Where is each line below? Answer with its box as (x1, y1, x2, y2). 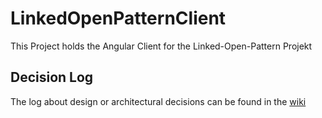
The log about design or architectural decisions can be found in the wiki (10, 95, 307, 107)
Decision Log (10, 69, 94, 86)
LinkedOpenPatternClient (10, 7, 227, 30)
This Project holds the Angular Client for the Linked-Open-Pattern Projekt (10, 40, 313, 52)
